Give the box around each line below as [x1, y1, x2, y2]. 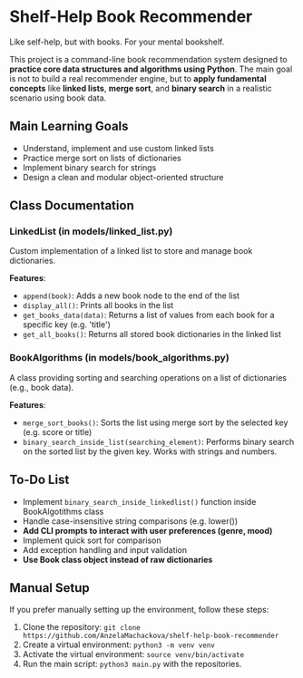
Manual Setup [9, 580, 91, 596]
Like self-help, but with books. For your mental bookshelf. [9, 36, 225, 47]
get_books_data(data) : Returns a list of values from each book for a [22, 310, 275, 321]
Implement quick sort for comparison [22, 535, 161, 546]
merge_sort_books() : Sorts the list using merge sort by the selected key [22, 417, 288, 428]
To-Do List [9, 472, 70, 488]
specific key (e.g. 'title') [22, 319, 111, 330]
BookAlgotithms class [22, 506, 104, 517]
